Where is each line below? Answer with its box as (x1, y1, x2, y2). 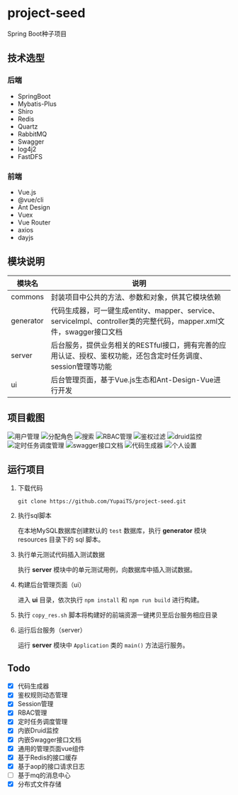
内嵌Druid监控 (17, 726, 59, 735)
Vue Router (17, 218, 51, 227)
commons (11, 291, 45, 301)
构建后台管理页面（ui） (17, 580, 86, 589)
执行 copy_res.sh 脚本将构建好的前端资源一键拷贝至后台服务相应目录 (17, 611, 218, 620)
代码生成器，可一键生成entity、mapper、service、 (50, 305, 220, 315)
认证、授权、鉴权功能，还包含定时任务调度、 (57, 350, 208, 360)
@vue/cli (17, 195, 44, 204)
